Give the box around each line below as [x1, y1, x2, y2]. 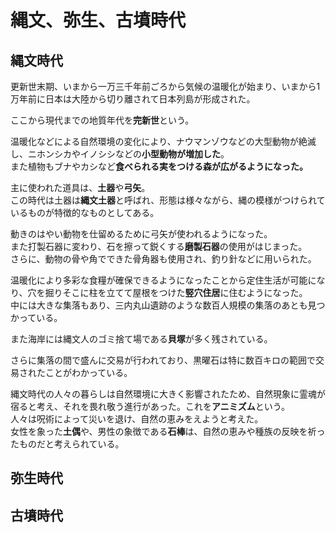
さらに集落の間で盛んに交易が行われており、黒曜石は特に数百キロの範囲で [10, 354, 316, 366]
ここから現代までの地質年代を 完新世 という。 [10, 114, 195, 126]
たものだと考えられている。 [10, 438, 125, 450]
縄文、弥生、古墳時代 [10, 9, 187, 32]
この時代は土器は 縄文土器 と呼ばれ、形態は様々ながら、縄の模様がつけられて [10, 194, 326, 206]
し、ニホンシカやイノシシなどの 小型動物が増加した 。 [10, 148, 230, 160]
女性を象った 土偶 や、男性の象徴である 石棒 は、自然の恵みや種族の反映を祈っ [10, 426, 326, 437]
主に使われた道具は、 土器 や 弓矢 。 [10, 182, 151, 193]
